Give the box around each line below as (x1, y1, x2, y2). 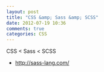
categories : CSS (6, 31, 47, 37)
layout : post (6, 8, 39, 15)
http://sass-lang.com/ (15, 59, 70, 67)
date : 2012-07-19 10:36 (6, 20, 67, 26)
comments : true (6, 25, 45, 32)
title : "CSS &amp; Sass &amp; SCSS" (6, 14, 99, 20)
